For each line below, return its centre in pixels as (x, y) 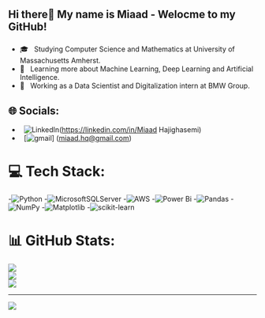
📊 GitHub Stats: (62, 241)
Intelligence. (39, 78)
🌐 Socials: (34, 110)
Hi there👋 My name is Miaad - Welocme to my (122, 15)
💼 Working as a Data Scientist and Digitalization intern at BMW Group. (134, 86)
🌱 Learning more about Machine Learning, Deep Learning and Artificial (136, 69)
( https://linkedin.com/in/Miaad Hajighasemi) (130, 130)
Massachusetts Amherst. (60, 61)
